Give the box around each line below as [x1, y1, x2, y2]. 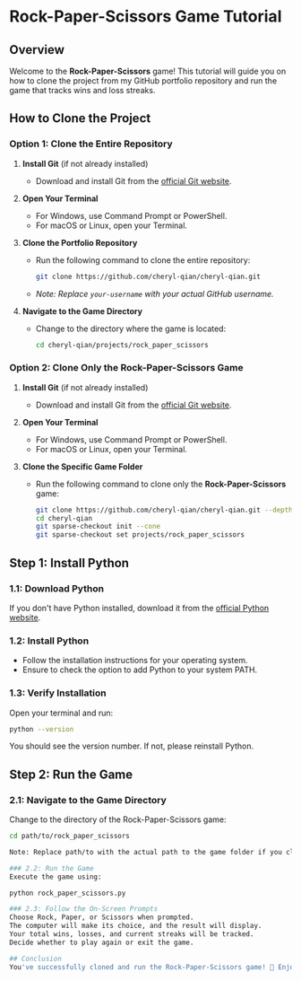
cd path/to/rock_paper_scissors [9, 832, 130, 841]
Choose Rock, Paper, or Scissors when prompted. [9, 913, 194, 922]
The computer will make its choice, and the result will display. [9, 922, 262, 931]
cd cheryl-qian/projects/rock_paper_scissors [35, 340, 209, 349]
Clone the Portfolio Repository [21, 237, 138, 248]
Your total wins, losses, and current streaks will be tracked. [9, 930, 254, 939]
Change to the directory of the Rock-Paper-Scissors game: [9, 814, 227, 825]
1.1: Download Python [9, 582, 105, 594]
